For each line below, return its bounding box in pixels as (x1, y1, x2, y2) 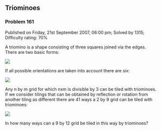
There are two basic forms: (5, 49, 59, 55)
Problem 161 (5, 18, 34, 25)
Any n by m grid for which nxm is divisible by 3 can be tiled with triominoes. (5, 86, 157, 92)
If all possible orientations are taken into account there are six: (5, 67, 130, 73)
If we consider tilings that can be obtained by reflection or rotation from (5, 91, 148, 97)
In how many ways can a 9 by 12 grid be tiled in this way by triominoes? (5, 120, 148, 126)
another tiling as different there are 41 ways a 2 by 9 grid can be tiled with (5, 97, 153, 102)
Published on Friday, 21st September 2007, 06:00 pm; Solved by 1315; (5, 29, 145, 35)
